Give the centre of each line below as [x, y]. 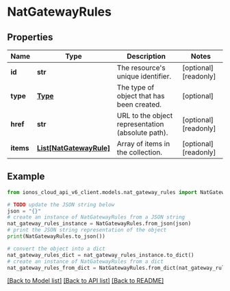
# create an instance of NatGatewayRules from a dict [86, 261]
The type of [136, 87]
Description [146, 56]
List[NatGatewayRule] [74, 148]
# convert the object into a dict [56, 249]
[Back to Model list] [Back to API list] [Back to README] [86, 281]
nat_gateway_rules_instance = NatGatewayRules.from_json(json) [99, 224]
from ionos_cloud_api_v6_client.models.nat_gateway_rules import [102, 192]
